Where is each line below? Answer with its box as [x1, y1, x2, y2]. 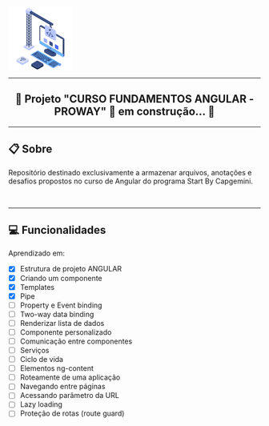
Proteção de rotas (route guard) [19, 408, 125, 418]
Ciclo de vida [19, 355, 64, 364]
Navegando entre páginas [19, 382, 106, 392]
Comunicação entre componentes [19, 336, 133, 346]
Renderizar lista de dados [19, 318, 105, 328]
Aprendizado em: [8, 248, 66, 258]
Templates [19, 282, 54, 291]
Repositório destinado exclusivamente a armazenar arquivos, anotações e [8, 167, 252, 177]
